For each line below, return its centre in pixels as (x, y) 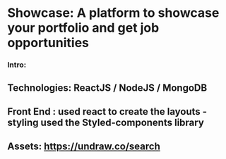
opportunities (48, 43)
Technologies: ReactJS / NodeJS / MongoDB (107, 88)
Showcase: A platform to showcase (113, 13)
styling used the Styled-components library (106, 122)
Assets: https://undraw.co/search (84, 147)
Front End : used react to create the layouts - (107, 112)
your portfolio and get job (83, 28)
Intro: (17, 65)
